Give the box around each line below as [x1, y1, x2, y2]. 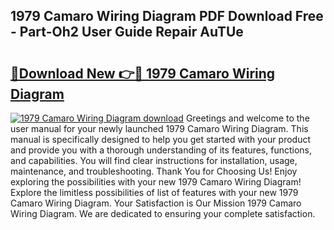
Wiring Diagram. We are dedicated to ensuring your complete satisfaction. [10, 208, 316, 219]
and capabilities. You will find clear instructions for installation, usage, [10, 155, 298, 166]
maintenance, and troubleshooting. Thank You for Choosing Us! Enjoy [10, 165, 298, 177]
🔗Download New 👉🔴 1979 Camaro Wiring [10, 65, 276, 82]
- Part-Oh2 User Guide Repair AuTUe [10, 24, 244, 41]
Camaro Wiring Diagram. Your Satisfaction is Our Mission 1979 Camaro [10, 197, 302, 209]
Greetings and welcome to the [185, 112, 310, 124]
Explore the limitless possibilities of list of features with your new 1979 [10, 187, 299, 198]
